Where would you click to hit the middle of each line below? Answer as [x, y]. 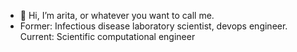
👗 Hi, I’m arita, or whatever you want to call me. [117, 15]
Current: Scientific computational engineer [107, 36]
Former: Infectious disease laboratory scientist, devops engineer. [153, 26]
